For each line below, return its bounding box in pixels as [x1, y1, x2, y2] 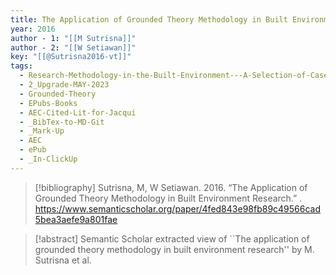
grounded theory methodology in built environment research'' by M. [34, 243, 315, 255]
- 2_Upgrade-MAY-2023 [19, 80, 110, 90]
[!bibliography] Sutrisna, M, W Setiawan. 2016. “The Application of [34, 181, 308, 193]
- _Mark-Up [19, 126, 65, 136]
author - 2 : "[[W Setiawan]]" [10, 42, 137, 53]
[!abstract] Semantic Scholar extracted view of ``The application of [34, 232, 310, 245]
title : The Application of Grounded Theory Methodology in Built [10, 14, 288, 25]
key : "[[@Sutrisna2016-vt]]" [10, 52, 132, 62]
